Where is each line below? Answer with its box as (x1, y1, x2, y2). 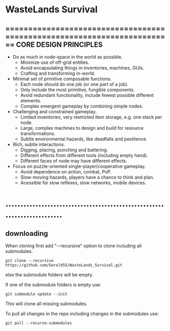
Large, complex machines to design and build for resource (20, 125, 144, 131)
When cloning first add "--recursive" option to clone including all (5, 243, 142, 249)
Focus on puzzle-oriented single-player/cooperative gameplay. (12, 163, 146, 169)
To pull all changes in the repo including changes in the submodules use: (5, 310, 159, 317)
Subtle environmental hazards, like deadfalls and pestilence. (20, 136, 147, 142)
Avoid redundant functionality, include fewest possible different (20, 92, 154, 98)
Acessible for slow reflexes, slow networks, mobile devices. (20, 180, 146, 186)
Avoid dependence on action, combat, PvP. (20, 169, 112, 175)
